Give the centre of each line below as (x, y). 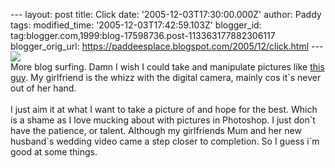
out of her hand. (43, 88)
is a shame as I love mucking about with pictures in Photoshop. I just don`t (163, 120)
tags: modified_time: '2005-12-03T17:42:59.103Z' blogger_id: (136, 25)
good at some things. (54, 152)
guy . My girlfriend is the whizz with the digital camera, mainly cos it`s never (166, 77)
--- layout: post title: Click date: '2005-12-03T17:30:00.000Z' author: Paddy (166, 14)
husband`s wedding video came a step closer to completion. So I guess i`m (165, 141)
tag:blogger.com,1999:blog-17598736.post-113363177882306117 (143, 35)
